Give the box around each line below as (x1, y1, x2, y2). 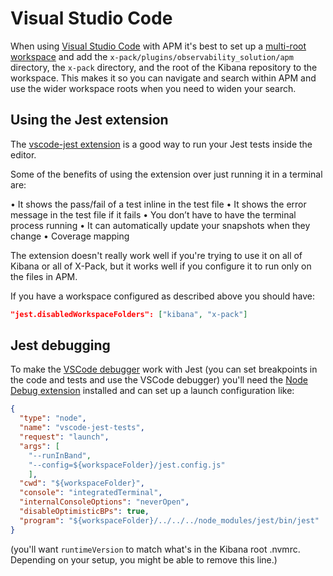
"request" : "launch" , (19, 432, 110, 442)
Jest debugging (10, 337, 111, 354)
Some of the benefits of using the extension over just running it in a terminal (10, 168, 323, 180)
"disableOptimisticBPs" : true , (19, 507, 150, 517)
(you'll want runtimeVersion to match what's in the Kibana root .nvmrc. (10, 543, 301, 555)
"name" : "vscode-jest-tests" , (19, 423, 145, 433)
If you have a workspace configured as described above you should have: (10, 290, 315, 302)
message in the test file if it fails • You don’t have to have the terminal (10, 208, 297, 221)
